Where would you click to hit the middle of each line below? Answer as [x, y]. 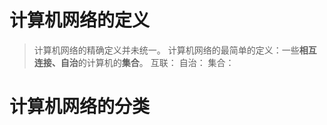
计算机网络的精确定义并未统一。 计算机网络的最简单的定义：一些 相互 [175, 50]
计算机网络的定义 [80, 20]
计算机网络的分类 [80, 107]
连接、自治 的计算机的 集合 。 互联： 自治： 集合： [134, 62]
